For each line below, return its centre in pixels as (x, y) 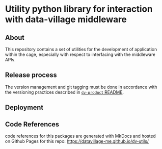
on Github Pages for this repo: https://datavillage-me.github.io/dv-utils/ (77, 141)
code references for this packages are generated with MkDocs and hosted (81, 136)
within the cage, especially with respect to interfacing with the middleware (80, 54)
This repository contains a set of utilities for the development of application (81, 49)
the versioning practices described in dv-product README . (65, 92)
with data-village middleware (66, 19)
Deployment (24, 108)
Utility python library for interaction (79, 9)
